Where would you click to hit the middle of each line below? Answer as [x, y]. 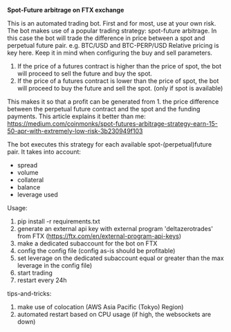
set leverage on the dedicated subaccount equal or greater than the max [120, 258]
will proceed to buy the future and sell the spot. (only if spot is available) [120, 88]
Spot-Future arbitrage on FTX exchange [66, 10]
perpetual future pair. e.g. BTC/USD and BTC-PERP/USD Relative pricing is [113, 45]
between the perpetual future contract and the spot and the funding [104, 109]
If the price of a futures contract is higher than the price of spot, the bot [119, 66]
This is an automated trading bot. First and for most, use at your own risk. [112, 23]
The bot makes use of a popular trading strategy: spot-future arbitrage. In [112, 31]
